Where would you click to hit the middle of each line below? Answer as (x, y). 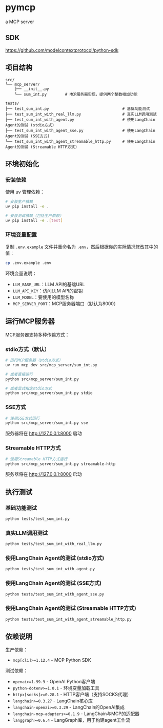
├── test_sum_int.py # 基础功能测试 (78, 109)
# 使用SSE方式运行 (23, 418)
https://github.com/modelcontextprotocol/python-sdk (62, 50)
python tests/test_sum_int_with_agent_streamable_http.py (68, 619)
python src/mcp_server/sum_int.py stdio (49, 393)
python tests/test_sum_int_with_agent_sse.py (55, 594)
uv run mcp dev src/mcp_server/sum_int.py (51, 365)
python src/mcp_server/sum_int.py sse (47, 423)
